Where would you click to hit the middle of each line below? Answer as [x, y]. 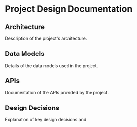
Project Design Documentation [69, 9]
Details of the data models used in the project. [52, 65]
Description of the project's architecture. [46, 38]
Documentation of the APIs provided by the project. [57, 92]
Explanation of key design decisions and [46, 120]
